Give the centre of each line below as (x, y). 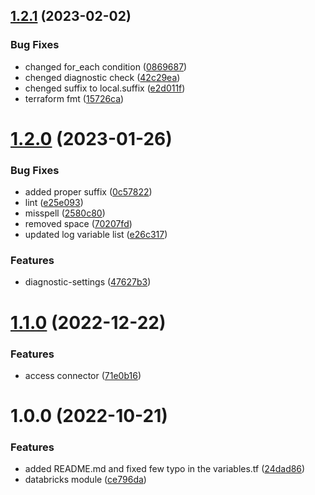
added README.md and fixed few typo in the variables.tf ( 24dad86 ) (165, 469)
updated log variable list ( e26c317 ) (96, 235)
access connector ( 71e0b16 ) (83, 375)
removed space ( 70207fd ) (78, 224)
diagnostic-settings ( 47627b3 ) (88, 282)
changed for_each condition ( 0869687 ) (106, 66)
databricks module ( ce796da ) (85, 480)
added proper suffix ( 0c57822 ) (88, 192)
